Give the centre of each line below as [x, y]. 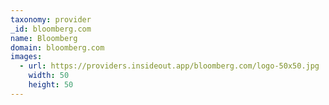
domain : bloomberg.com [57, 47]
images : [26, 57]
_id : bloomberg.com [51, 29]
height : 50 [51, 85]
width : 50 [49, 76]
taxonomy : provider [51, 19]
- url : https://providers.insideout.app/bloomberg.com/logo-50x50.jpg [169, 66]
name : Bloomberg [44, 38]
